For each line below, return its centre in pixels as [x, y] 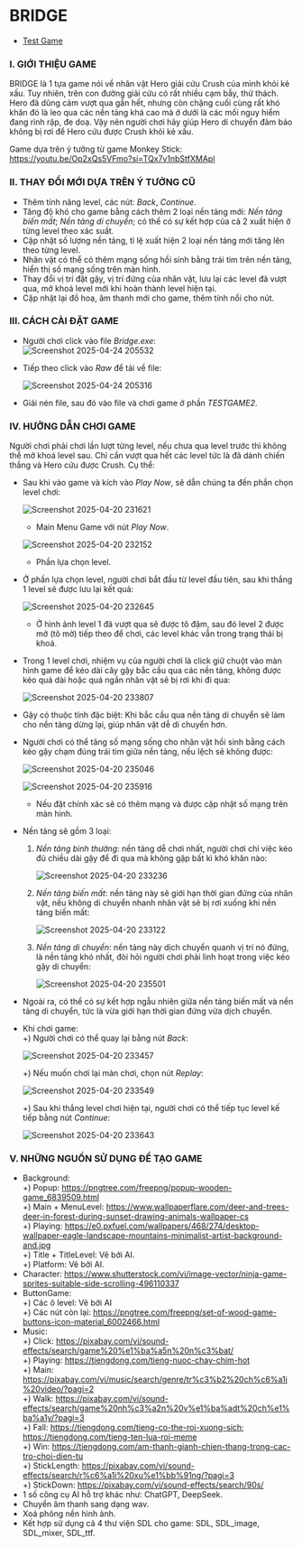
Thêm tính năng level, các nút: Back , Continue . [109, 202]
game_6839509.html [61, 1198]
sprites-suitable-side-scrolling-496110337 [101, 1283]
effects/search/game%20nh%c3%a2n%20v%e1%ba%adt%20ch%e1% [156, 1408]
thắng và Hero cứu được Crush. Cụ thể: [82, 465]
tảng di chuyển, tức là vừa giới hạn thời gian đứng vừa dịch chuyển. [147, 1011]
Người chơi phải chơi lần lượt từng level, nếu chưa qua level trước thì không [148, 446]
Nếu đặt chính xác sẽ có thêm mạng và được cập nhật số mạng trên [162, 804]
